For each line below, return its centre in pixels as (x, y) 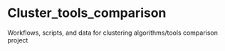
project (18, 40)
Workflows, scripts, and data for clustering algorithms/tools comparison (113, 33)
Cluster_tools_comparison (87, 13)
